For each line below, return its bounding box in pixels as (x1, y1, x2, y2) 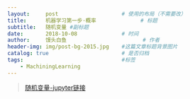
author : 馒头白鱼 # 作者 (7, 37, 160, 44)
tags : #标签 (7, 57, 136, 64)
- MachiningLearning (20, 63, 81, 70)
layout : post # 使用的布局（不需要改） (7, 10, 186, 18)
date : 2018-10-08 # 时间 (7, 30, 139, 37)
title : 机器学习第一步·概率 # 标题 (7, 17, 158, 24)
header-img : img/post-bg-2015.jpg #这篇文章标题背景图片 (7, 43, 178, 50)
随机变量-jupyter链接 (24, 83, 86, 92)
